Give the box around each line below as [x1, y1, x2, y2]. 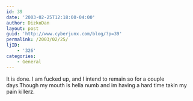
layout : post [6, 25, 39, 32]
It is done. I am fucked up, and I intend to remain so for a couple [6, 75, 165, 82]
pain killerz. [6, 88, 35, 95]
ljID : [6, 42, 20, 48]
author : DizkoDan [6, 20, 50, 26]
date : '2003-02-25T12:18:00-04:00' [6, 14, 96, 20]
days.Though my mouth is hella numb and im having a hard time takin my [6, 81, 188, 88]
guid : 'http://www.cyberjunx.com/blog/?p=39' [6, 31, 122, 37]
